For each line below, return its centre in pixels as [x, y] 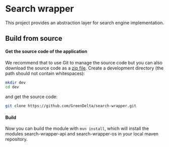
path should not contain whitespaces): [45, 73]
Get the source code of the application [46, 51]
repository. [16, 139]
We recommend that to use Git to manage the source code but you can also [84, 62]
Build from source [34, 39]
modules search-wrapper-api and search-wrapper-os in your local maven [82, 134]
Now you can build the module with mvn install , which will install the [77, 128]
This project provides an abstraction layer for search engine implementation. [84, 23]
